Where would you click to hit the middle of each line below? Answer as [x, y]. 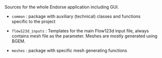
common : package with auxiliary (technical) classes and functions [76, 16]
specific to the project [33, 22]
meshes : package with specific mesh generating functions [69, 51]
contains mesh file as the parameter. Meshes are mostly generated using [84, 36]
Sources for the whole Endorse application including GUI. [62, 7]
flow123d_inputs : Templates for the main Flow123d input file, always [80, 31]
